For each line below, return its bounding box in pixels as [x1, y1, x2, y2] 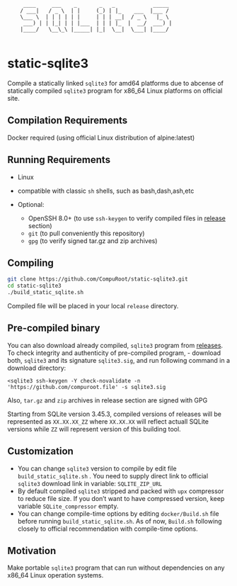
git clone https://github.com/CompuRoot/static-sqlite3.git [7, 276, 189, 283]
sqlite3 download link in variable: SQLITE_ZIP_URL [17, 479, 163, 488]
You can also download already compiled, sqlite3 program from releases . [7, 341, 224, 349]
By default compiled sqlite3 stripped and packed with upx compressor [17, 487, 224, 495]
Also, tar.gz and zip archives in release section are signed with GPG [7, 395, 208, 405]
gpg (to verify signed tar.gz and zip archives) [28, 236, 158, 245]
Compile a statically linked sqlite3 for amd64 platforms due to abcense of [7, 79, 224, 87]
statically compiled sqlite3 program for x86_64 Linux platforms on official [7, 86, 223, 95]
